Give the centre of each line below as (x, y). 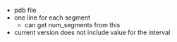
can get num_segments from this (72, 25)
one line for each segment (52, 17)
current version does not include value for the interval (92, 32)
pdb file (25, 10)
